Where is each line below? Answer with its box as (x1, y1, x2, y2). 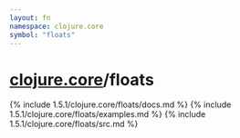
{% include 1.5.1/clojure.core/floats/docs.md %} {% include (9, 99, 232, 110)
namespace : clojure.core (9, 22, 104, 31)
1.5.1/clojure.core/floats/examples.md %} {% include (9, 109, 206, 120)
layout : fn (9, 13, 51, 23)
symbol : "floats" (9, 30, 76, 39)
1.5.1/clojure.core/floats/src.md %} (9, 119, 139, 130)
